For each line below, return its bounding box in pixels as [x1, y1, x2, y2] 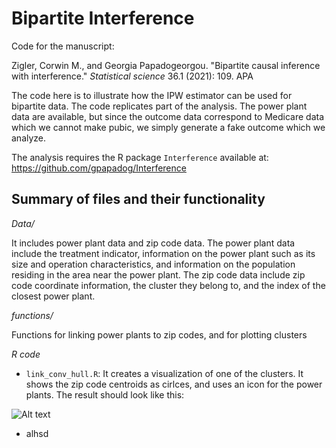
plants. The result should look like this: [25, 388, 185, 401]
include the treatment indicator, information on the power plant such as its [11, 247, 316, 259]
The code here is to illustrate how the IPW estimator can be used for [11, 89, 293, 101]
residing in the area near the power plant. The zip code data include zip [11, 268, 306, 281]
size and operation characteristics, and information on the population [11, 258, 296, 270]
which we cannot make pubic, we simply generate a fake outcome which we [11, 121, 326, 133]
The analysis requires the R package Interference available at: [11, 151, 269, 163]
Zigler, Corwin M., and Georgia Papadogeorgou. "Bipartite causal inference [11, 59, 321, 71]
